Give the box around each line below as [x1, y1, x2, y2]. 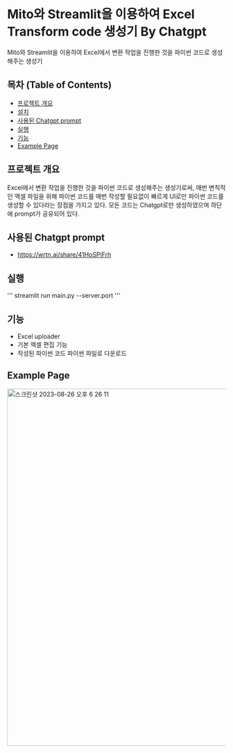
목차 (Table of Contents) [7, 79, 112, 91]
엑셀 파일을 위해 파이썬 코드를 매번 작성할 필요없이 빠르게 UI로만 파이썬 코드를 [14, 192, 224, 200]
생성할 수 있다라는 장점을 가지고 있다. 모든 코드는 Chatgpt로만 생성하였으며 [7, 200, 209, 209]
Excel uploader [17, 332, 60, 340]
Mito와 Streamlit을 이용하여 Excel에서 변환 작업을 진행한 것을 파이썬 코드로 [7, 48, 210, 56]
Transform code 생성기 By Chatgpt [7, 24, 207, 40]
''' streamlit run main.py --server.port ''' [7, 292, 121, 300]
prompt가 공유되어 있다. [14, 209, 80, 218]
